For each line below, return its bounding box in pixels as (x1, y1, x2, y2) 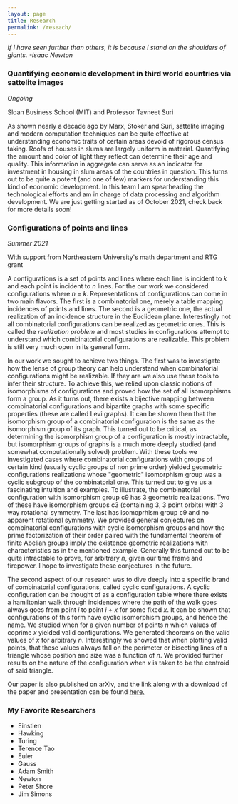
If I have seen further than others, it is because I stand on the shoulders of (7, 44, 226, 52)
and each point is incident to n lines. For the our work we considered (7, 281, 209, 290)
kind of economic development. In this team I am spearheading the (7, 182, 204, 191)
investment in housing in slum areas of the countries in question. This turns (7, 167, 228, 176)
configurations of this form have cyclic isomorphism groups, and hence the (7, 613, 228, 621)
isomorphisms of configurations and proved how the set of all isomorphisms (7, 386, 232, 395)
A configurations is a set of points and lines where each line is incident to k (7, 274, 227, 283)
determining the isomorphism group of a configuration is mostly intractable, (7, 432, 229, 441)
